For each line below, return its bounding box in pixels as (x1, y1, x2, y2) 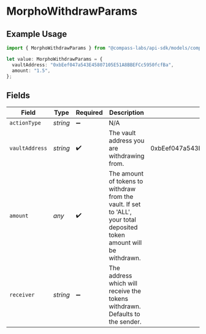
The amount (109, 169, 144, 178)
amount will (109, 238, 142, 247)
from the (109, 192, 134, 201)
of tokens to (109, 177, 143, 185)
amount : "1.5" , (12, 68, 51, 74)
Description (109, 109, 144, 117)
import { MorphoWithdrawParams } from (6, 45, 105, 51)
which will (109, 279, 138, 288)
